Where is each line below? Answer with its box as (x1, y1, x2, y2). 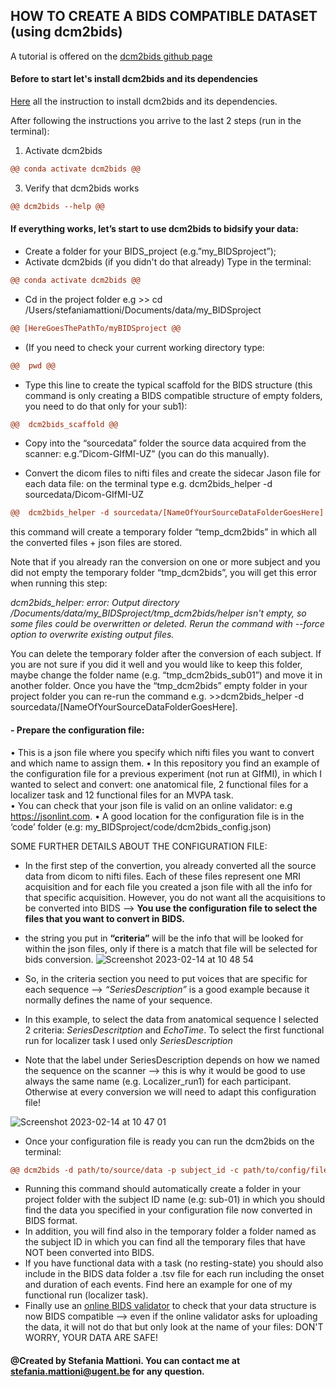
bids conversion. (24, 953, 94, 965)
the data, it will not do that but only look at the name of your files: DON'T (24, 1321, 324, 1333)
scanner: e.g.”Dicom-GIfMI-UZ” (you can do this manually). (24, 448, 270, 460)
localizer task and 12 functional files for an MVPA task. (10, 789, 234, 801)
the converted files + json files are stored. (10, 537, 183, 549)
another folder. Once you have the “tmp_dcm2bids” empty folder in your (10, 680, 308, 692)
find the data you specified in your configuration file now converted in (24, 1204, 313, 1216)
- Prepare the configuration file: (10, 724, 145, 736)
